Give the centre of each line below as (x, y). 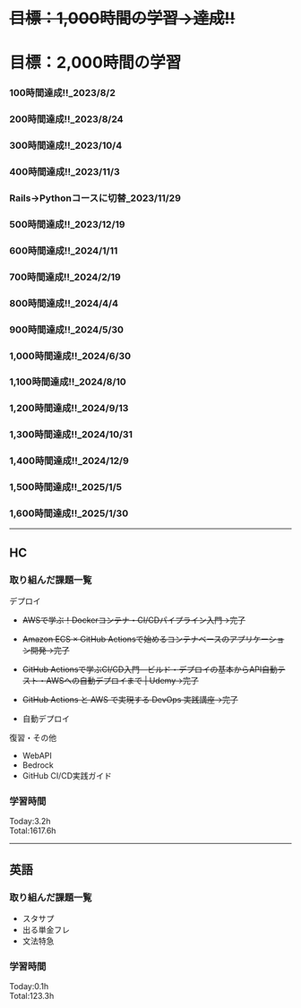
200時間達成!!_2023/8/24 (66, 119)
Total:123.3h (32, 996)
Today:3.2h (30, 822)
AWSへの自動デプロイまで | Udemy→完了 (122, 681)
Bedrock (38, 765)
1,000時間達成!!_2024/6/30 (70, 356)
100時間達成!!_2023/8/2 (63, 93)
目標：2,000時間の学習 (95, 63)
